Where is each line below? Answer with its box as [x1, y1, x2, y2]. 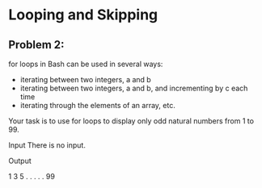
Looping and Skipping [8, 6, 158, 24]
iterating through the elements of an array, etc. [19, 101, 175, 110]
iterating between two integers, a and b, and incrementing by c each [19, 83, 248, 93]
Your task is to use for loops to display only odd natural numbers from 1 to [8, 116, 255, 126]
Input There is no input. [8, 140, 87, 150]
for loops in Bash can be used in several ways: [8, 59, 163, 69]
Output [8, 156, 32, 165]
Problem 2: [8, 38, 65, 52]
